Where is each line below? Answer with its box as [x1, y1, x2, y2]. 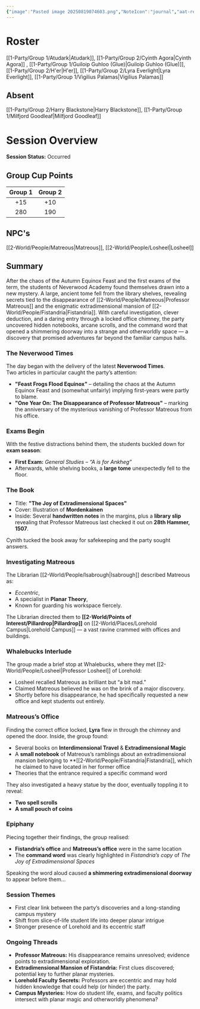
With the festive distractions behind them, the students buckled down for [6, 441, 185, 448]
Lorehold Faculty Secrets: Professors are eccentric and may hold [14, 977, 177, 984]
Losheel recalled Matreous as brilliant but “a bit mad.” [14, 679, 146, 686]
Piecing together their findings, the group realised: [6, 833, 130, 841]
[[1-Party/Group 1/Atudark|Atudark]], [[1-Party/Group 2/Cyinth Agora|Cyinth [6, 54, 192, 61]
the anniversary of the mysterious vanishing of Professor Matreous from [14, 406, 192, 413]
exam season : [6, 447, 42, 454]
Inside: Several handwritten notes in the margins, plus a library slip [14, 512, 182, 519]
